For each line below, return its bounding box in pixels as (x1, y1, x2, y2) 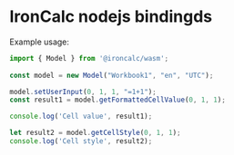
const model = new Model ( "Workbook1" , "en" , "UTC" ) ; (9, 71, 214, 80)
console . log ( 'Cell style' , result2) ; (9, 137, 153, 146)
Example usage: (9, 36, 70, 47)
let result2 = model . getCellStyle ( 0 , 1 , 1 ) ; (9, 129, 181, 138)
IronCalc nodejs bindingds (9, 6, 213, 27)
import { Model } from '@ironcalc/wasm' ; (9, 53, 169, 63)
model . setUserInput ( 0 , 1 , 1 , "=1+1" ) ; (9, 87, 157, 96)
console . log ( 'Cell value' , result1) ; (9, 111, 153, 121)
